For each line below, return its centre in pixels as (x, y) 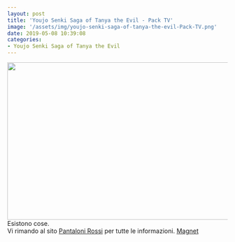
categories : (24, 40)
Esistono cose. (29, 223)
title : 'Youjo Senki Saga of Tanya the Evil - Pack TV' (90, 20)
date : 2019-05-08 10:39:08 (47, 33)
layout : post (26, 14)
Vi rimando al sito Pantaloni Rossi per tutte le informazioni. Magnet (103, 231)
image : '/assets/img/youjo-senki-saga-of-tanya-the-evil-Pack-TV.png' (112, 27)
